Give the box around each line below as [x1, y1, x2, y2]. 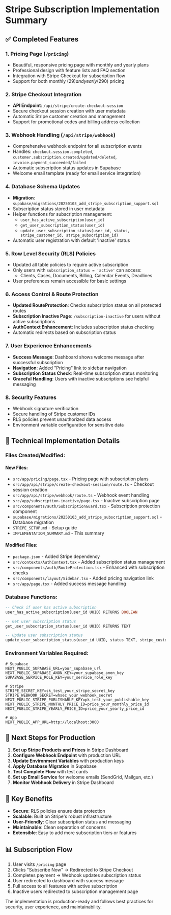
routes [12, 308, 26, 314]
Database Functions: [5, 593, 58, 600]
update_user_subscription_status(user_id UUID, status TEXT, [5, 638, 138, 643]
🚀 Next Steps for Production [5, 733, 96, 742]
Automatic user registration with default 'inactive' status [12, 237, 130, 243]
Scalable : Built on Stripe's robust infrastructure [12, 813, 112, 819]
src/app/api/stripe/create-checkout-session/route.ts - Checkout [12, 481, 154, 487]
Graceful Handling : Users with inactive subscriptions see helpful [12, 375, 149, 382]
